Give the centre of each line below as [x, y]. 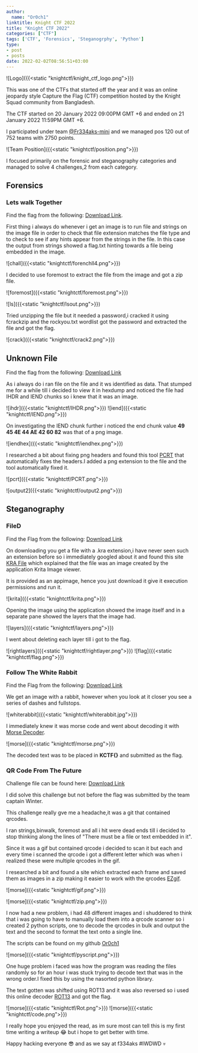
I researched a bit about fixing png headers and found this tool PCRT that [95, 455]
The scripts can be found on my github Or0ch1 [63, 943]
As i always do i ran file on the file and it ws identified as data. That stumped [99, 384]
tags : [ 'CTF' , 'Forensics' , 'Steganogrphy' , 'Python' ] [75, 39]
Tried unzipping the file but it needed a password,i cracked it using [87, 316]
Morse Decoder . [26, 732]
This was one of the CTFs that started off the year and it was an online [92, 89]
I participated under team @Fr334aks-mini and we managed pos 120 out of [98, 131]
